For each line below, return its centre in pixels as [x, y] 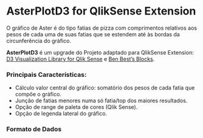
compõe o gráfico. [38, 94]
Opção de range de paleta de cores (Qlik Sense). [76, 107]
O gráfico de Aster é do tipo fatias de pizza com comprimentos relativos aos [102, 28]
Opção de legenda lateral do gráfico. [61, 114]
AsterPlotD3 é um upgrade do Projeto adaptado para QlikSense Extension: [100, 52]
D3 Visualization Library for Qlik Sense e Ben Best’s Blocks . [81, 59]
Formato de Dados [34, 130]
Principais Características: [46, 74]
